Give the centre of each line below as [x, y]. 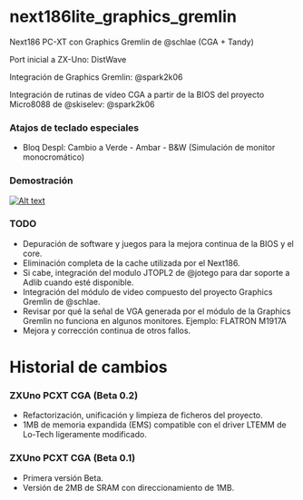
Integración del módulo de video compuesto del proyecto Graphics [147, 291]
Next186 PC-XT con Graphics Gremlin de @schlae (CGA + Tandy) [132, 42]
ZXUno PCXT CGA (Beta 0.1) [73, 458]
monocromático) [53, 157]
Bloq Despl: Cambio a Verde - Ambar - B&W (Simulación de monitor [149, 148]
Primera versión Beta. [63, 477]
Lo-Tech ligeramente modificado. [84, 435]
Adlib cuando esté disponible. [78, 282]
